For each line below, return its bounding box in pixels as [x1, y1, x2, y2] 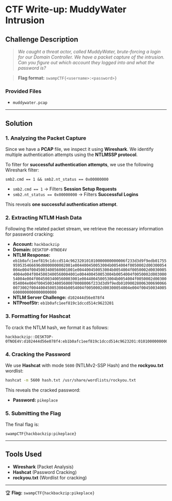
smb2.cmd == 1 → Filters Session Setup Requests [12, 186, 117, 192]
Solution [5, 119, 33, 128]
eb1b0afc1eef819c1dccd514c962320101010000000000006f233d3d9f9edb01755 [12, 258, 167, 264]
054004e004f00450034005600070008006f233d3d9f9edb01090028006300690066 [12, 281, 167, 286]
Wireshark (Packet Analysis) [12, 464, 74, 470]
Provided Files [5, 87, 42, 94]
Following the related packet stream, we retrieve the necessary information [5, 226, 164, 232]
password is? [17, 65, 46, 71]
